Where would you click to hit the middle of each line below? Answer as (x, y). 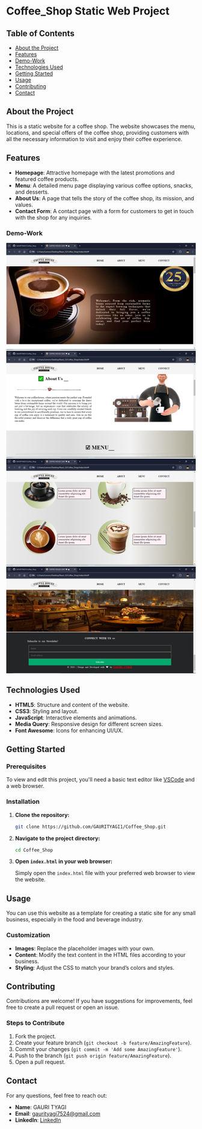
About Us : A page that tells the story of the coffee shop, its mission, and (104, 198)
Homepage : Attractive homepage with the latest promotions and (95, 173)
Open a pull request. (40, 1062)
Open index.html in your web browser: (64, 862)
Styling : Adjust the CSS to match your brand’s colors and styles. (94, 967)
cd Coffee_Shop (34, 850)
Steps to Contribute (35, 1023)
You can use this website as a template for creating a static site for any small (101, 913)
